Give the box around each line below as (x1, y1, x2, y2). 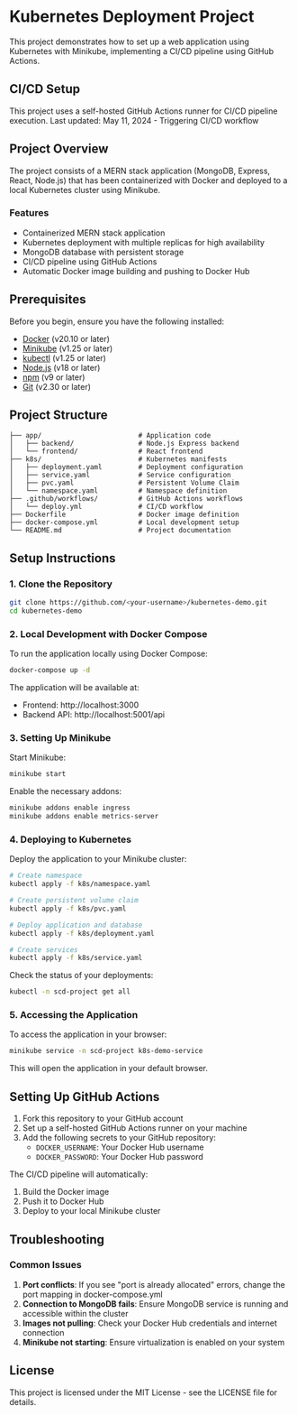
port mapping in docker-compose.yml (22, 1289, 164, 1299)
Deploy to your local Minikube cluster (22, 1206, 161, 1216)
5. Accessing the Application (9, 1009, 139, 1022)
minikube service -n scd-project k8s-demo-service (9, 1047, 203, 1056)
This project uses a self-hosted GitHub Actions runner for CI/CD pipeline (9, 106, 278, 116)
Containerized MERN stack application (22, 227, 166, 238)
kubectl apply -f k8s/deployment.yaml (9, 929, 155, 938)
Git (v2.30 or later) (22, 381, 92, 392)
